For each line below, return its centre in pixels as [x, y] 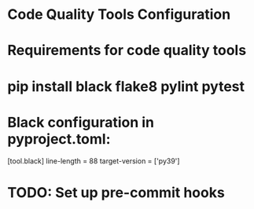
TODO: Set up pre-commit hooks [116, 192]
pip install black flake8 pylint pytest [126, 86]
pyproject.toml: [59, 139]
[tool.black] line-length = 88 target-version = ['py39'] [94, 161]
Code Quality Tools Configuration [119, 15]
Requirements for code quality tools [127, 51]
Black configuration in [81, 122]
